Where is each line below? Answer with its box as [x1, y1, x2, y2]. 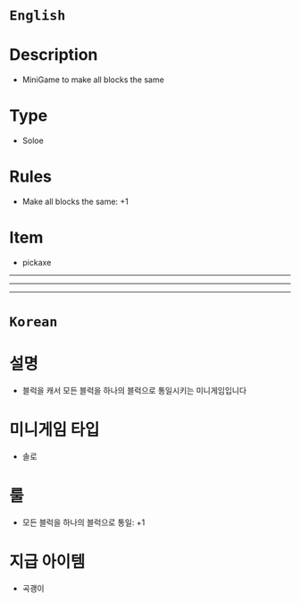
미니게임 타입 [9, 420, 100, 440]
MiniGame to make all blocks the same [21, 74, 165, 85]
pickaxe [21, 257, 52, 267]
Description [9, 45, 98, 65]
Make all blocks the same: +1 [21, 196, 129, 207]
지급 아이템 [9, 552, 86, 572]
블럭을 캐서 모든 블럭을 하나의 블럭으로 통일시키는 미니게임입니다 [21, 386, 247, 396]
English [9, 7, 66, 24]
